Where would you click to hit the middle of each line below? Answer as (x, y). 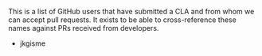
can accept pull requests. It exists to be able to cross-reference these (122, 20)
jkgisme (33, 43)
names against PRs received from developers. (84, 28)
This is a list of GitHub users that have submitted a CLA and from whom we (131, 11)
